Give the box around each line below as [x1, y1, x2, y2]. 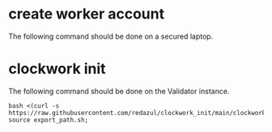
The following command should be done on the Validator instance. [8, 86, 230, 96]
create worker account [8, 5, 164, 23]
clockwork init [8, 60, 107, 78]
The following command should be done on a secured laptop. [8, 31, 214, 41]
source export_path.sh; [8, 116, 89, 124]
